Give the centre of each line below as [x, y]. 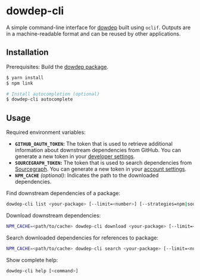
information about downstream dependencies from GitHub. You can [98, 150]
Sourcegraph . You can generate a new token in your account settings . [101, 169]
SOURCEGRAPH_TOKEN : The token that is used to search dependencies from [103, 163]
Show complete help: [32, 260]
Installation [27, 53]
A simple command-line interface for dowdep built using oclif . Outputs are [99, 27]
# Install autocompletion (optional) [53, 94]
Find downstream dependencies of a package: [63, 193]
